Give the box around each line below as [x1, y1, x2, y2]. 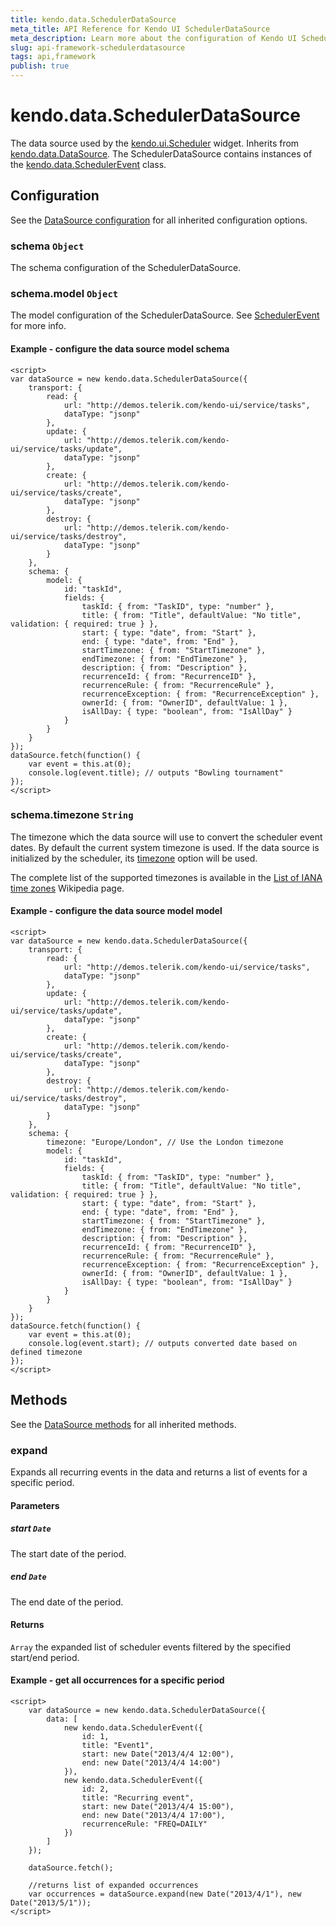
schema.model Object [10, 286, 119, 300]
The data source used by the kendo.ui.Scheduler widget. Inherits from [10, 137, 300, 149]
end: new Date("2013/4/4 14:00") [81, 1758, 222, 1768]
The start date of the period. [10, 1547, 127, 1560]
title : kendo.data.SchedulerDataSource [10, 14, 177, 25]
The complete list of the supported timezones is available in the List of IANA [10, 871, 323, 883]
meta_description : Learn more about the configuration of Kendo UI [10, 33, 298, 43]
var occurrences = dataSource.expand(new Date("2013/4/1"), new [28, 1889, 302, 1900]
